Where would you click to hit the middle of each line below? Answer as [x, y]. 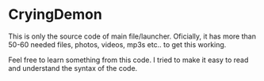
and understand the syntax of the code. [73, 68]
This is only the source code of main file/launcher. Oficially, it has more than [132, 36]
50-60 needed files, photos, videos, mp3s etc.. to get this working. [117, 44]
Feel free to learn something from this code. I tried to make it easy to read [128, 60]
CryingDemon [55, 15]
